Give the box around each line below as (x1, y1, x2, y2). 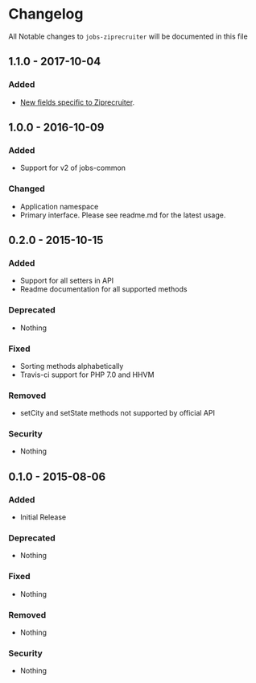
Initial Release (19, 512, 67, 522)
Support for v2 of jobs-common (19, 163, 126, 173)
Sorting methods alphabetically (19, 361, 124, 370)
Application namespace (19, 201, 99, 211)
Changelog (8, 5, 84, 23)
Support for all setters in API (19, 275, 114, 286)
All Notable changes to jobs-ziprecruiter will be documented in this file (8, 31, 248, 41)
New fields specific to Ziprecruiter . (19, 97, 135, 107)
